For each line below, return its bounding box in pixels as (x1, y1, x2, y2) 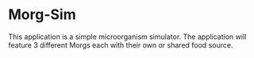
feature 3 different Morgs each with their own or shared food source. (8, 40, 233, 49)
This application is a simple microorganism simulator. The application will (8, 32, 247, 41)
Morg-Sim (8, 6, 77, 24)
